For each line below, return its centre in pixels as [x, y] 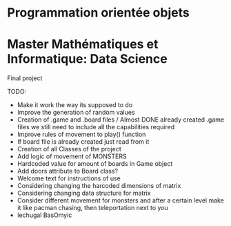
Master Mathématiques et [83, 45]
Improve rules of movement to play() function [81, 134]
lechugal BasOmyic [44, 215]
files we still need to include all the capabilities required [96, 127]
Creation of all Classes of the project [69, 149]
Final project [25, 78]
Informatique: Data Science [87, 59]
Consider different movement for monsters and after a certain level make [120, 200]
